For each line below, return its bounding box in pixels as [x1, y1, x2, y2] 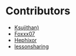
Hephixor [14, 36, 37, 43]
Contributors [5, 4, 71, 18]
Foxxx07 [14, 30, 35, 37]
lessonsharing [14, 43, 49, 50]
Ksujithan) [14, 24, 39, 31]
